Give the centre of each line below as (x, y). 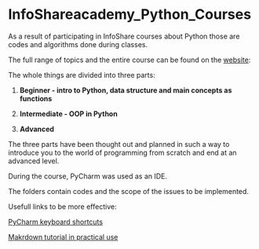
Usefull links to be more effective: (62, 207)
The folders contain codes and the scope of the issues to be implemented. (129, 191)
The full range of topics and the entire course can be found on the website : (129, 60)
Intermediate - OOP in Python (68, 114)
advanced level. (34, 161)
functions (36, 98)
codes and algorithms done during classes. (78, 44)
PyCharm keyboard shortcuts (56, 222)
